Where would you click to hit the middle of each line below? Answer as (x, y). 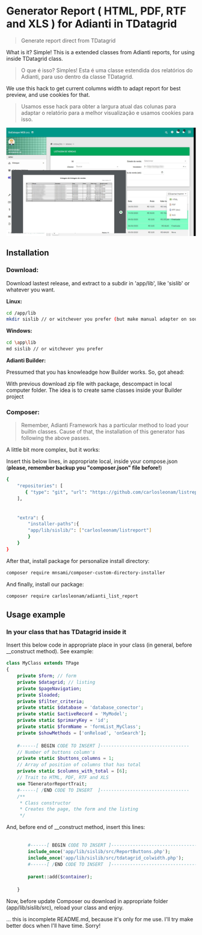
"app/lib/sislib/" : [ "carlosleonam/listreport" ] (90, 530)
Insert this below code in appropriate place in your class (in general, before (99, 645)
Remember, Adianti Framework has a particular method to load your (105, 425)
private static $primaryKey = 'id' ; (63, 721)
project (15, 397)
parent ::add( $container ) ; (60, 877)
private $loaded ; (39, 695)
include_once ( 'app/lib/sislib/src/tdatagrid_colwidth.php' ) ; (106, 858)
